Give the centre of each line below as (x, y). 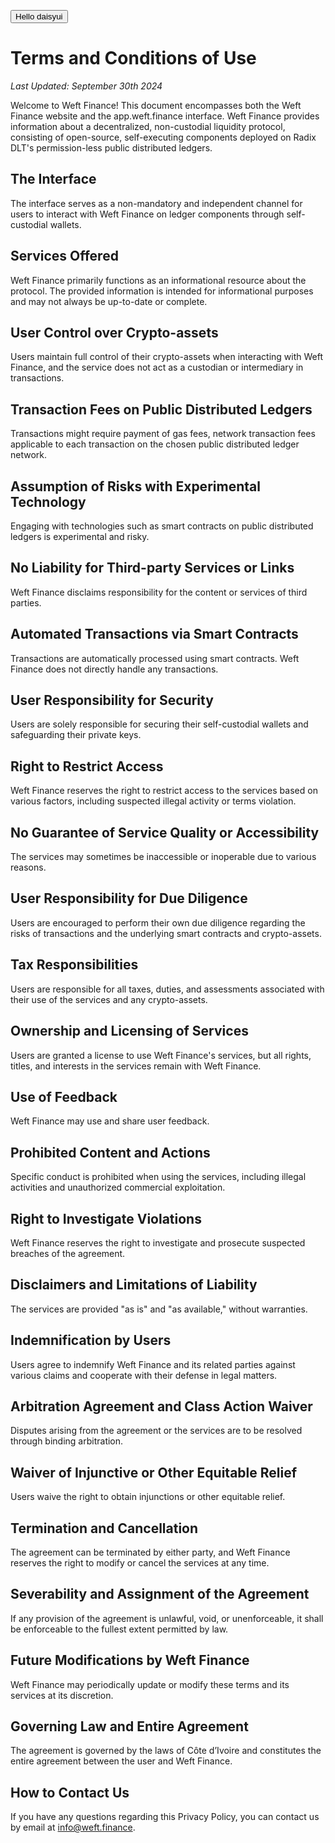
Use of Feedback (64, 1096)
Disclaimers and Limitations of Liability (134, 1285)
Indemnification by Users (91, 1340)
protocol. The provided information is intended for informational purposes (162, 291)
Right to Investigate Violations (106, 1218)
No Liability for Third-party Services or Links (152, 568)
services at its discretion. (62, 1695)
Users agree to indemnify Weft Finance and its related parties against (153, 1364)
